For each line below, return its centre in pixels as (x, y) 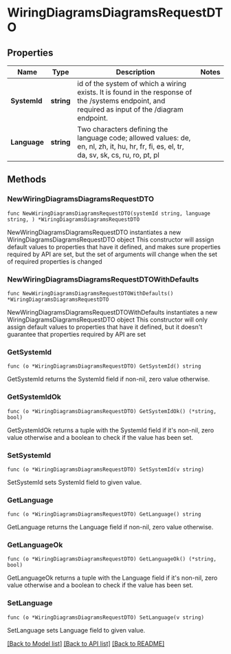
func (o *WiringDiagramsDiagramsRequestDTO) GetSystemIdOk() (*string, (112, 411)
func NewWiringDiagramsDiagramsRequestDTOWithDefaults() (90, 293)
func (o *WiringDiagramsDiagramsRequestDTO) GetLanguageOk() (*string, (112, 559)
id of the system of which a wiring (132, 84)
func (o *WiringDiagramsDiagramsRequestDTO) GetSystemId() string (104, 366)
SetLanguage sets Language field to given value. (76, 630)
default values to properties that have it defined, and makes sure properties (114, 246)
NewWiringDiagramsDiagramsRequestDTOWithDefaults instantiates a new (112, 312)
